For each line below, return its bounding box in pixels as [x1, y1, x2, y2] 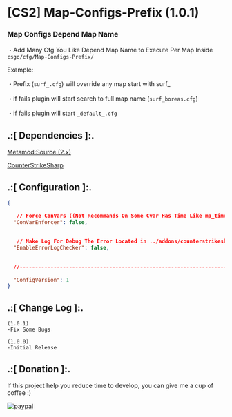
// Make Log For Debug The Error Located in [16, 238, 147, 245]
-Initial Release [7, 345, 57, 352]
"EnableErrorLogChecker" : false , [13, 245, 110, 252]
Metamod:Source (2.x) [7, 148, 71, 156]
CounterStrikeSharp [7, 161, 64, 170]
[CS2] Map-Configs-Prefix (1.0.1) [7, 5, 200, 21]
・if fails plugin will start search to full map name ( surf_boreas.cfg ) [7, 94, 198, 103]
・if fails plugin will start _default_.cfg [7, 109, 117, 118]
